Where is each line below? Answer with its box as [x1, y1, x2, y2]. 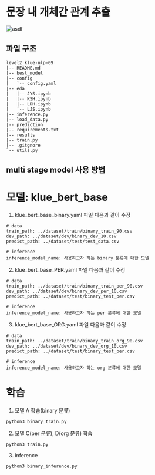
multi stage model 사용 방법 [6, 165, 106, 175]
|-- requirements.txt [6, 127, 59, 133]
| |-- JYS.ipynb [6, 91, 51, 97]
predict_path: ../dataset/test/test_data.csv [6, 239, 119, 245]
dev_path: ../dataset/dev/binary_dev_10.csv [6, 233, 117, 239]
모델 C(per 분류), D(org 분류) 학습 [14, 430, 93, 437]
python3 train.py [6, 441, 49, 448]
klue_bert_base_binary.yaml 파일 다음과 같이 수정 [14, 212, 131, 219]
